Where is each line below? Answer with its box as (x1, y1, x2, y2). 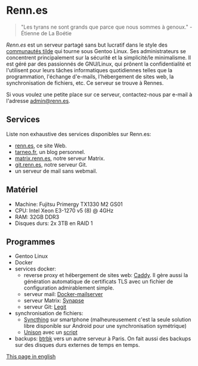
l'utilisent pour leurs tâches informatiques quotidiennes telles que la (6, 66, 173, 73)
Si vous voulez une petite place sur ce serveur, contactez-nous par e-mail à (6, 91, 193, 98)
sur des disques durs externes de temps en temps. (14, 342, 140, 349)
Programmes (6, 236, 55, 247)
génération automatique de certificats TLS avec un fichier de (23, 278, 174, 285)
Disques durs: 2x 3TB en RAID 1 (14, 219, 93, 227)
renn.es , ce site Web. (14, 142, 67, 149)
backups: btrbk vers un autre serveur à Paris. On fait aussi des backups (14, 335, 191, 342)
